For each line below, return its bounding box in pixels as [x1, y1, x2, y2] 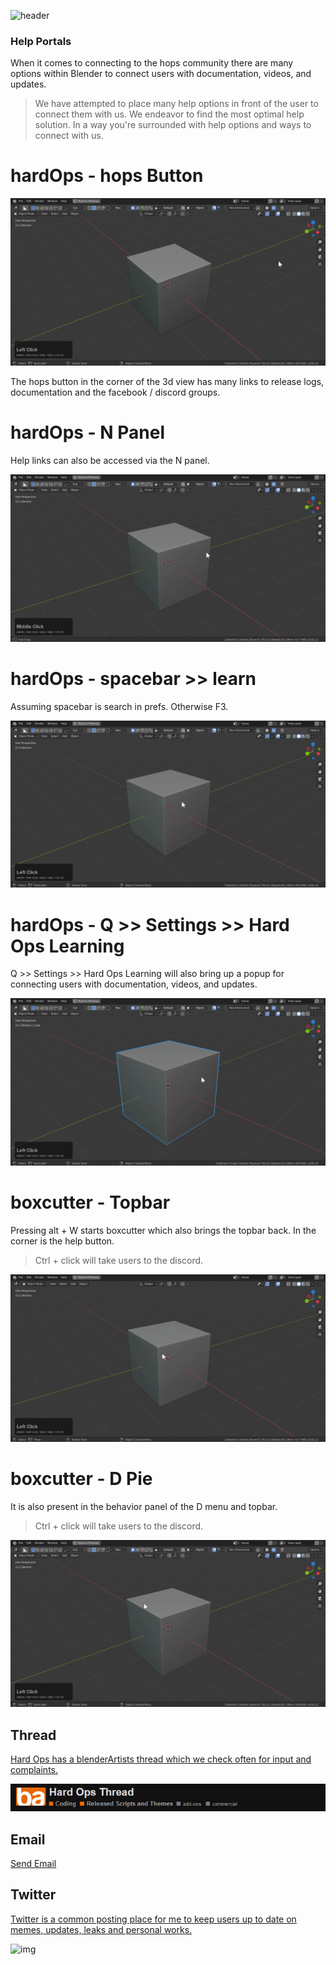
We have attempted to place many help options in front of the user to [34, 98, 319, 110]
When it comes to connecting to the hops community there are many [10, 57, 294, 69]
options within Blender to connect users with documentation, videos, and [10, 68, 312, 80]
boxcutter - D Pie [10, 1467, 153, 1490]
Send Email [10, 1858, 57, 1870]
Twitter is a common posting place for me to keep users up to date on [10, 1913, 297, 1925]
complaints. [10, 1764, 59, 1776]
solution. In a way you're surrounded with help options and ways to [34, 119, 312, 131]
